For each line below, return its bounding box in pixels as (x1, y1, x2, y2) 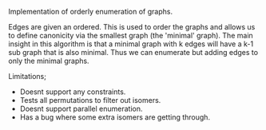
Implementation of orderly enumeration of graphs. (8, 7, 173, 16)
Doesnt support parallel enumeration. (19, 104, 143, 113)
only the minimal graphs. (8, 56, 89, 65)
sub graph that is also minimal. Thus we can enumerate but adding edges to (8, 48, 258, 57)
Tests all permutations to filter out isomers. (19, 96, 161, 104)
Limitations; (8, 72, 46, 81)
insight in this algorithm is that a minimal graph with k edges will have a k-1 (8, 39, 254, 49)
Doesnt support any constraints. (19, 87, 126, 97)
